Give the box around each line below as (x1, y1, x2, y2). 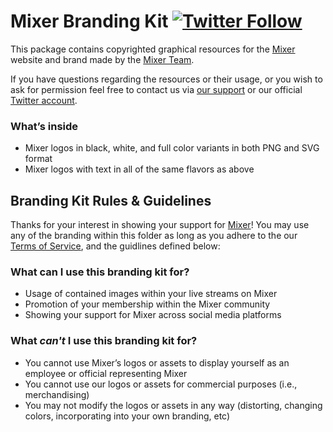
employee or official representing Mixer (24, 367, 188, 379)
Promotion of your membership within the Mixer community (24, 298, 271, 310)
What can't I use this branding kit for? (10, 334, 198, 348)
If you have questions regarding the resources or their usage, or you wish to (10, 73, 323, 85)
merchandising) (24, 388, 90, 400)
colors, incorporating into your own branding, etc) (24, 410, 231, 422)
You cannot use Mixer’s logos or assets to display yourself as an (24, 356, 290, 369)
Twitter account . (10, 94, 78, 106)
